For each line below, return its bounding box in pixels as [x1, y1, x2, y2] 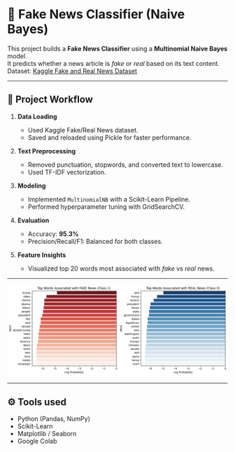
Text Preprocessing [17, 146, 76, 155]
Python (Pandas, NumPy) [17, 415, 91, 423]
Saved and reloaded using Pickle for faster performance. [27, 133, 192, 142]
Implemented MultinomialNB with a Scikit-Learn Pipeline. [27, 195, 191, 203]
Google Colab [17, 437, 57, 446]
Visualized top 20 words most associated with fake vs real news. [27, 264, 215, 273]
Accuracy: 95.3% [27, 229, 79, 238]
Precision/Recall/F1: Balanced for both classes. [27, 237, 163, 245]
